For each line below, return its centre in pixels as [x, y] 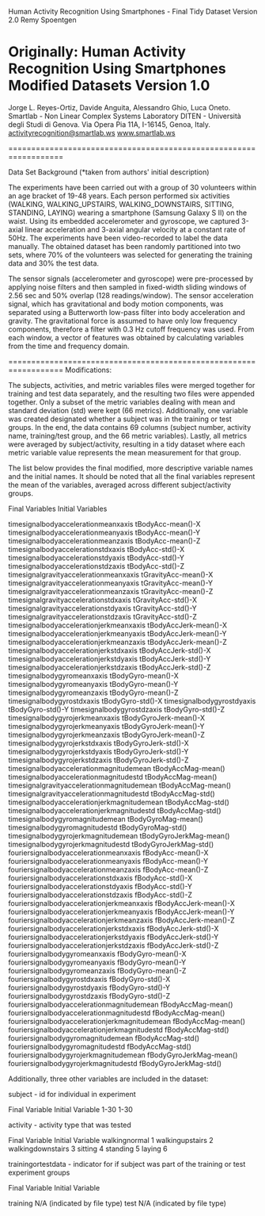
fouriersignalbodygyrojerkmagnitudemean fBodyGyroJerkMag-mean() [123, 1055]
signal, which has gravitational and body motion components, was [116, 304]
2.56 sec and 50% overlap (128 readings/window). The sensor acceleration [131, 295]
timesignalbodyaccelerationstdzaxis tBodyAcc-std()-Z [97, 566]
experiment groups [39, 1172]
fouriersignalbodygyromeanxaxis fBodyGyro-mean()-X [98, 953]
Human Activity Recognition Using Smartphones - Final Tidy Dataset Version [133, 12]
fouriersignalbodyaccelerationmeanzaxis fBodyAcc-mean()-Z [108, 869]
